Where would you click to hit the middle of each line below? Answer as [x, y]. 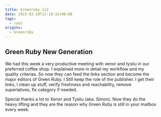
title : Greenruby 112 [27, 10]
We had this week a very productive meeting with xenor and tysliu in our [77, 63]
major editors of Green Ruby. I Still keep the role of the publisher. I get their [80, 79]
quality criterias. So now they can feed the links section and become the [77, 74]
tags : [10, 19]
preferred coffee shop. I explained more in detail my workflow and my [75, 69]
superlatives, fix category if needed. [41, 89]
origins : [14, 28]
